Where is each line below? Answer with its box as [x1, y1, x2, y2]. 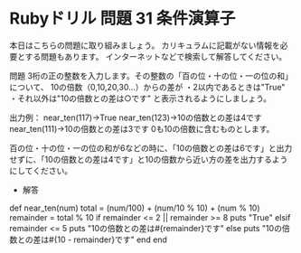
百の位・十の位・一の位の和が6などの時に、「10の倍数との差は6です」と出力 [9, 142, 293, 154]
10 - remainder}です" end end [57, 234, 167, 245]
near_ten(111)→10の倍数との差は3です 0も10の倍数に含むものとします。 [9, 123, 275, 134]
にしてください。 [9, 164, 73, 176]
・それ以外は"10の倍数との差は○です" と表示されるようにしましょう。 [9, 92, 272, 104]
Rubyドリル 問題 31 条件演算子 [9, 8, 236, 29]
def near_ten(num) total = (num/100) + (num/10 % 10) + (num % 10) [9, 202, 260, 213]
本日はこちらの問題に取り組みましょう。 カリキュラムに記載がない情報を [9, 40, 280, 51]
